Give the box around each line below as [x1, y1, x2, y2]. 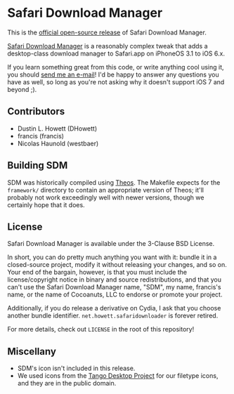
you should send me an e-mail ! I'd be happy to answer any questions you [7, 70, 219, 79]
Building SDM [7, 159, 68, 171]
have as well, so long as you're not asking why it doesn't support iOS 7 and [7, 77, 225, 86]
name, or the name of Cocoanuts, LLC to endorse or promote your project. [7, 290, 223, 299]
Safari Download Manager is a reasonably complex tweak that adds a [7, 41, 208, 50]
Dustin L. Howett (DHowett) [17, 124, 98, 133]
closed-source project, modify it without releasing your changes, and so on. [7, 261, 227, 269]
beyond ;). [7, 85, 37, 93]
